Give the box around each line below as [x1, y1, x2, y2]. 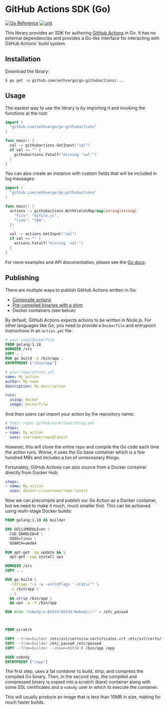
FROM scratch [5, 627, 32, 632]
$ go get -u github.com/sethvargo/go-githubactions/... [5, 78, 124, 83]
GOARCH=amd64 [9, 541, 37, 546]
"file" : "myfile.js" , [14, 213, 59, 218]
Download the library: [5, 68, 50, 74]
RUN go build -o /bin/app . [5, 356, 64, 361]
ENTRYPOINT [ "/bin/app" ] [5, 361, 57, 366]
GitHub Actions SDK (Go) [5, 4, 111, 15]
